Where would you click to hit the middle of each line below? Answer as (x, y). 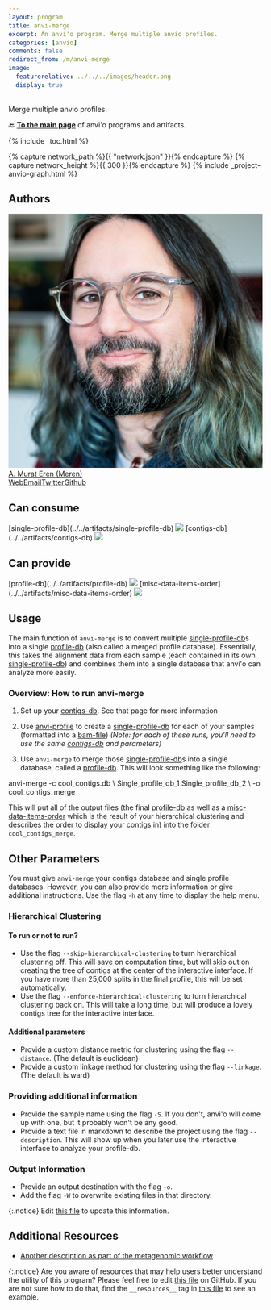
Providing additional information (73, 1096)
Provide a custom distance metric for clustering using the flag (123, 1049)
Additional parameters (47, 1032)
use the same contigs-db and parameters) (91, 744)
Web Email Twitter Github (48, 482)
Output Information (47, 1169)
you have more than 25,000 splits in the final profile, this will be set (131, 979)
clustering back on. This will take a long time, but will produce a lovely (136, 1005)
